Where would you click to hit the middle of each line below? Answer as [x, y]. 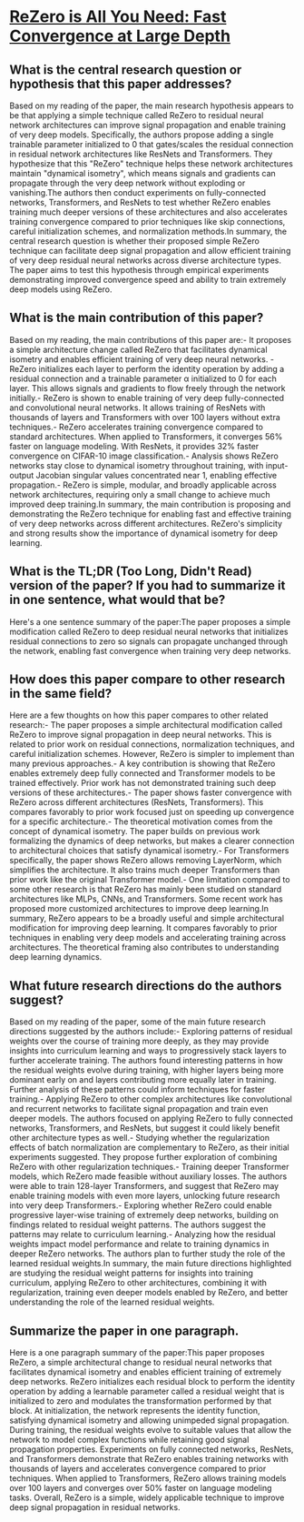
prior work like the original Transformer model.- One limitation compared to [150, 880]
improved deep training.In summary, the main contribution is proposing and [150, 504]
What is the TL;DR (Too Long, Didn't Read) [131, 572]
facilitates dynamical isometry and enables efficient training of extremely [146, 1372]
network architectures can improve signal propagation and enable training [147, 125]
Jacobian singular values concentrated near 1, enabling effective [157, 475]
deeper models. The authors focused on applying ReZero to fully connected [151, 1119]
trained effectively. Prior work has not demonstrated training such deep [143, 783]
